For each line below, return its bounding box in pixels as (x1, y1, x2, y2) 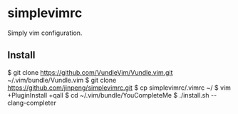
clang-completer (7, 98, 57, 107)
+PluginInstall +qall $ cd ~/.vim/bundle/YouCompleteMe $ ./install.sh (7, 90, 209, 99)
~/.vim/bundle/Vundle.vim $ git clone (7, 76, 117, 84)
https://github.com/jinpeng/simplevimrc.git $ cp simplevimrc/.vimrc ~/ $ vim (7, 83, 232, 92)
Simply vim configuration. (7, 28, 83, 37)
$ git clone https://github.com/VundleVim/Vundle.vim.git (7, 68, 173, 76)
